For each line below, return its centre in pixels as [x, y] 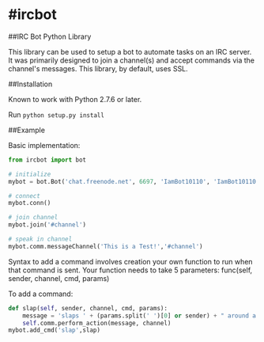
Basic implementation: [44, 145]
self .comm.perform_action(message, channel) [97, 323]
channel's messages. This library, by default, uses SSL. [98, 68]
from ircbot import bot [47, 160]
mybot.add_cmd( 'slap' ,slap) [55, 330]
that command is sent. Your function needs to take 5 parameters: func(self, [130, 270]
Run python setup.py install [57, 114]
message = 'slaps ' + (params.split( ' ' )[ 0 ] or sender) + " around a [140, 315]
